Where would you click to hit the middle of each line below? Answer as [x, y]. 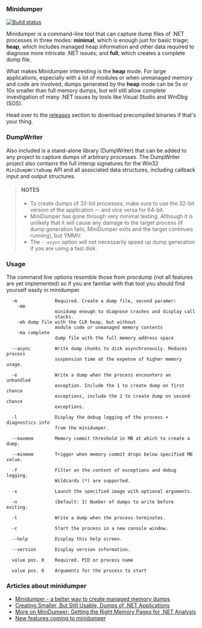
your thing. [20, 121]
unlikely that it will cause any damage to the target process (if [106, 222]
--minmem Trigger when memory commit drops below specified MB [102, 455]
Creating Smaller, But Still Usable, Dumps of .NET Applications [92, 606]
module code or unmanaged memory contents [109, 328]
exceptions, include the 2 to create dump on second [122, 397]
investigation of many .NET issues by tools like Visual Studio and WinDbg [97, 97]
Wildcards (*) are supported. [93, 481]
